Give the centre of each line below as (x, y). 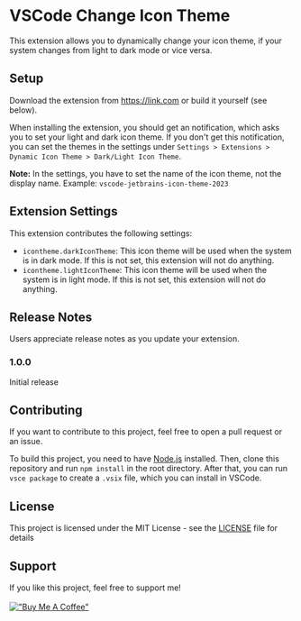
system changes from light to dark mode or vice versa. (111, 50)
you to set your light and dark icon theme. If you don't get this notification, (147, 137)
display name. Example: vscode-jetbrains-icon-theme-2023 (119, 183)
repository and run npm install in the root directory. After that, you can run (149, 469)
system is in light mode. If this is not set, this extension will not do (144, 279)
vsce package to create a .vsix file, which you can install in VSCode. (136, 478)
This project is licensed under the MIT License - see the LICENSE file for (143, 528)
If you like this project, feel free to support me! (96, 588)
